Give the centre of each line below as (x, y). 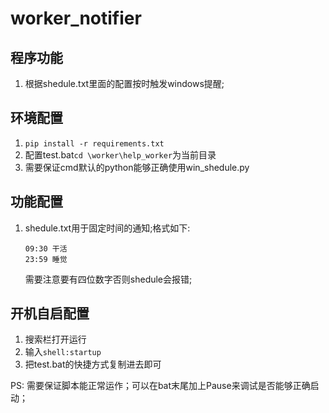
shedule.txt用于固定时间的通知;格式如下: (107, 228)
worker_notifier (76, 18)
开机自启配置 (50, 313)
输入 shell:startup (63, 352)
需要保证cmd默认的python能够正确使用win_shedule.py (137, 167)
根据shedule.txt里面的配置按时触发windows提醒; (124, 83)
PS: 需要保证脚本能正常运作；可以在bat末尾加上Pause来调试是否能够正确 (160, 386)
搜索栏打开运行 (55, 339)
